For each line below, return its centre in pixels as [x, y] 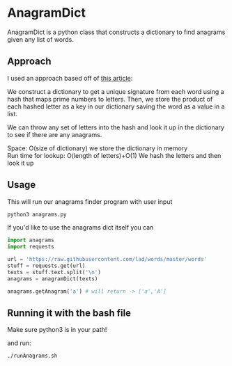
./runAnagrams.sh [32, 356]
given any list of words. [41, 39]
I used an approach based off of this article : [70, 78]
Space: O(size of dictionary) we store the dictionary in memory [98, 148]
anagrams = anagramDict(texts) [53, 279]
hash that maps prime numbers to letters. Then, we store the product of [110, 99]
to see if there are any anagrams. [55, 134]
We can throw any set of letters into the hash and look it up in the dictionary [116, 127]
